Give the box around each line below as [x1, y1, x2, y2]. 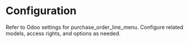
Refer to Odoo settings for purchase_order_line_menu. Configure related [5, 24, 184, 31]
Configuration [5, 4, 77, 18]
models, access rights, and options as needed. [5, 29, 121, 37]
